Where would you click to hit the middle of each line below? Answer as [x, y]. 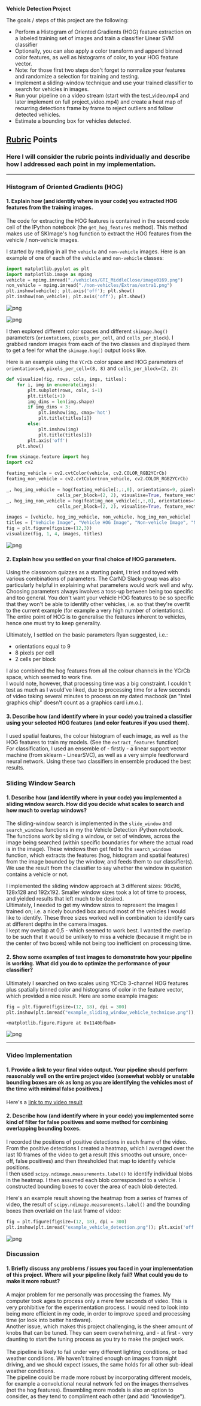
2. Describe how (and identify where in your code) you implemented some [100, 1116]
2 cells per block [35, 659]
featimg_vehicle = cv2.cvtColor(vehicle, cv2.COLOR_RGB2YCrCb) [87, 473]
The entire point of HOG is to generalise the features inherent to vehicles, [96, 617]
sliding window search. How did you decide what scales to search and [95, 804]
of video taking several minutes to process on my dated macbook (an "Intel [99, 696]
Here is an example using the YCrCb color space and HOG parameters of [95, 362]
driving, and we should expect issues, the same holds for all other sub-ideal [100, 1364]
